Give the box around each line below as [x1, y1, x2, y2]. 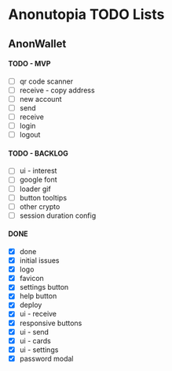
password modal [19, 354, 74, 363]
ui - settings [19, 345, 59, 354]
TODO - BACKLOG [8, 148, 69, 158]
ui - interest [19, 166, 57, 175]
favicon [19, 274, 45, 283]
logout [19, 130, 41, 140]
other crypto [19, 201, 60, 211]
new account [19, 94, 62, 103]
